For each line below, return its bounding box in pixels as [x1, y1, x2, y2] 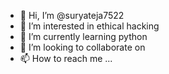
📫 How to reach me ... [19, 53, 113, 64]
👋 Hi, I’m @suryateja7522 [19, 10, 125, 21]
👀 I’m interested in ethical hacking [19, 20, 160, 32]
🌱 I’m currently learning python [19, 31, 148, 42]
